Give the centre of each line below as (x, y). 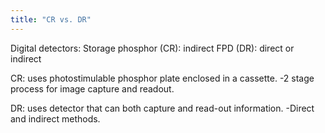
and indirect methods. (55, 118)
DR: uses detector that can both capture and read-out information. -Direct (162, 108)
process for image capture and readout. (92, 88)
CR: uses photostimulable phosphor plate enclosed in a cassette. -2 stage (162, 78)
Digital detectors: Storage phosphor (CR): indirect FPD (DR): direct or (152, 48)
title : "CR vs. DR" (51, 19)
